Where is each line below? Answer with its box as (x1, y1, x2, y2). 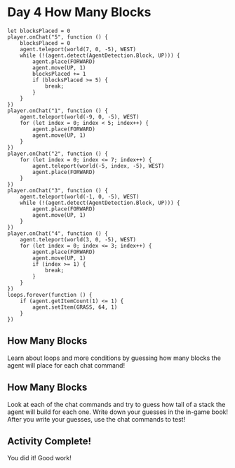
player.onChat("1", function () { (7, 107, 109, 114)
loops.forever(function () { (7, 291, 93, 298)
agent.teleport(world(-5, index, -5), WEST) (32, 162, 165, 169)
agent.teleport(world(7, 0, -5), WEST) (20, 46, 137, 53)
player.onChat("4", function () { (7, 229, 109, 237)
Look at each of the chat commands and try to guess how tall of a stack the (7, 400, 226, 408)
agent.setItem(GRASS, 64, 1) (32, 303, 118, 311)
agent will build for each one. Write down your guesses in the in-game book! (7, 408, 229, 416)
